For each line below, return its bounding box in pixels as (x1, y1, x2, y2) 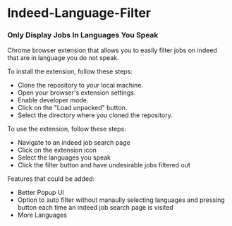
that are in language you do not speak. (7, 54, 119, 62)
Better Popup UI (17, 189, 65, 197)
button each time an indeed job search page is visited (17, 203, 174, 212)
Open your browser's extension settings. (17, 88, 136, 97)
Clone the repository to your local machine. (17, 81, 143, 90)
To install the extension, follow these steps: (7, 67, 133, 76)
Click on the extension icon (17, 146, 97, 155)
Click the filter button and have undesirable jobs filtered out (17, 161, 190, 169)
